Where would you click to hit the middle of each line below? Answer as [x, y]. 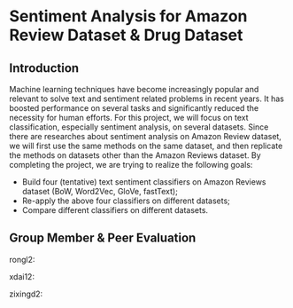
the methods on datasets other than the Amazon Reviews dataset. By [135, 155]
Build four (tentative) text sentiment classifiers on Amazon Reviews [144, 182]
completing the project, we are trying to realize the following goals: [131, 165]
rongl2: [22, 259]
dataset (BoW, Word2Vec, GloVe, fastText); [100, 191]
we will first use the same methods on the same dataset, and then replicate [146, 146]
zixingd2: [26, 294]
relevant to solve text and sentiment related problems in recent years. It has [147, 99]
